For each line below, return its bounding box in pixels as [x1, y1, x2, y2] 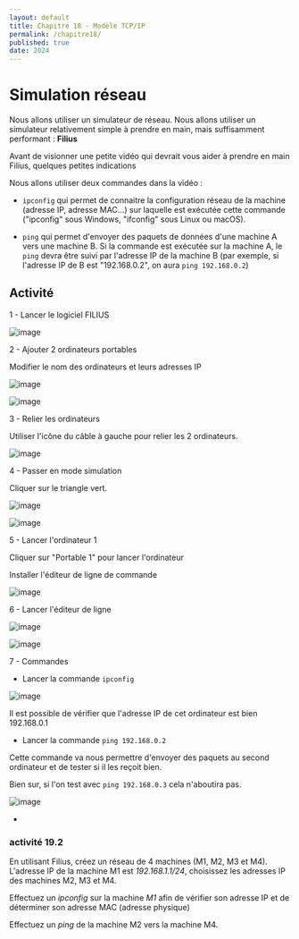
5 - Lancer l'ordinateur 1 [9, 534, 97, 546]
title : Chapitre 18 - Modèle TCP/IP [9, 21, 145, 30]
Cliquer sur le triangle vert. [9, 482, 108, 493]
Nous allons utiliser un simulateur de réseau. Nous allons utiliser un [9, 114, 256, 125]
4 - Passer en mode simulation [9, 465, 122, 476]
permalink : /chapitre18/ [9, 30, 102, 38]
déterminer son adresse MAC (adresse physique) [9, 902, 190, 913]
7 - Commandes [9, 656, 69, 666]
